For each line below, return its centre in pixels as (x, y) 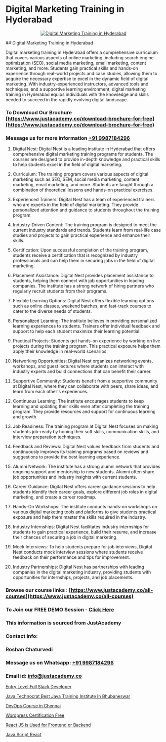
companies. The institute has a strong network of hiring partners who (83, 286)
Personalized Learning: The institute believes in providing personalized (85, 321)
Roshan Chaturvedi (29, 649)
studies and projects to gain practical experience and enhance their (82, 235)
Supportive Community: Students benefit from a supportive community (85, 381)
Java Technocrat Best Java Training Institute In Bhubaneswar (68, 696)
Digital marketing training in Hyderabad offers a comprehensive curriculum (82, 52)
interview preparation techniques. (47, 437)
